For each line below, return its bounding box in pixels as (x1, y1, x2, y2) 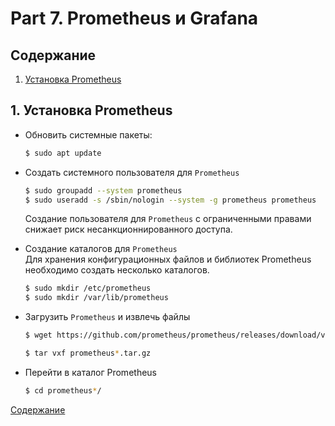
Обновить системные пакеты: (24, 128, 153, 141)
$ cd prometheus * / (24, 385, 102, 396)
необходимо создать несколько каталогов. (24, 264, 210, 276)
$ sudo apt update (24, 148, 102, 158)
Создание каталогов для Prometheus (24, 243, 178, 255)
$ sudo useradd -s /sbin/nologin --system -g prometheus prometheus (24, 195, 317, 205)
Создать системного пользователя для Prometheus (24, 166, 240, 178)
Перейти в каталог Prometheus (24, 366, 157, 378)
